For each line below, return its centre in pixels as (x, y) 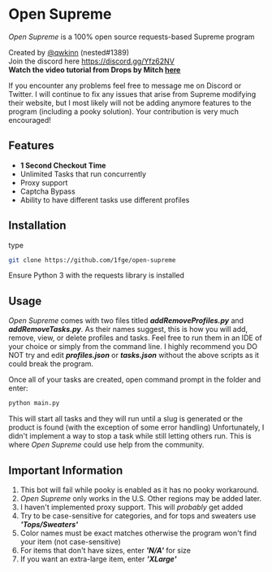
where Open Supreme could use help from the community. (106, 445)
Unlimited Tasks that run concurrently (83, 174)
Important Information (66, 470)
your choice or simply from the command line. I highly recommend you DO (133, 347)
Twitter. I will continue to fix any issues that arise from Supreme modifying (132, 94)
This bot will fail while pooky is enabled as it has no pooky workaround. (139, 490)
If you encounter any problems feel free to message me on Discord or (125, 85)
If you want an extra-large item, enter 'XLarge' (98, 559)
